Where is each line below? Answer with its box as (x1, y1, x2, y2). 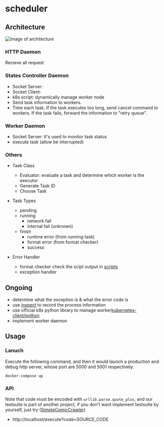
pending (19, 208, 37, 213)
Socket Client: (12, 89, 41, 95)
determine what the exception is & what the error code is (12, 297, 129, 303)
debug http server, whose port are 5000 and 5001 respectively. (5, 364, 134, 370)
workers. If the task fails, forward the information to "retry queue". (12, 110, 147, 116)
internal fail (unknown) (27, 223, 73, 229)
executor (19, 178, 38, 184)
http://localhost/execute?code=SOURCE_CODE (12, 416, 109, 422)
